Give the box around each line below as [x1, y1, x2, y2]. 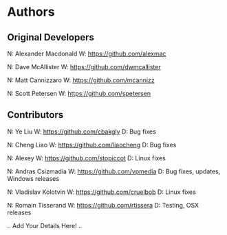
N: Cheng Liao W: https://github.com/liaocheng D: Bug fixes [7, 140, 177, 149]
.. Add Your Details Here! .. [7, 221, 83, 230]
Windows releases [7, 174, 60, 182]
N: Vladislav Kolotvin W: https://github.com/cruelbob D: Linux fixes [7, 188, 196, 196]
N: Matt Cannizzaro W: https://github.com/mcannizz [7, 76, 155, 84]
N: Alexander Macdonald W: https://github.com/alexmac [7, 49, 166, 58]
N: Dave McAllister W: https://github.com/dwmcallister [7, 63, 161, 71]
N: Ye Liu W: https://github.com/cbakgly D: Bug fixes [7, 127, 156, 136]
